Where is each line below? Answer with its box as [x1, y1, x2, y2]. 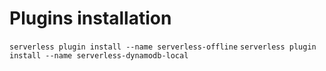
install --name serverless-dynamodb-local [9, 50, 189, 61]
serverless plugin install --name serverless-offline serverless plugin [9, 42, 317, 52]
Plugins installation [9, 7, 172, 30]
